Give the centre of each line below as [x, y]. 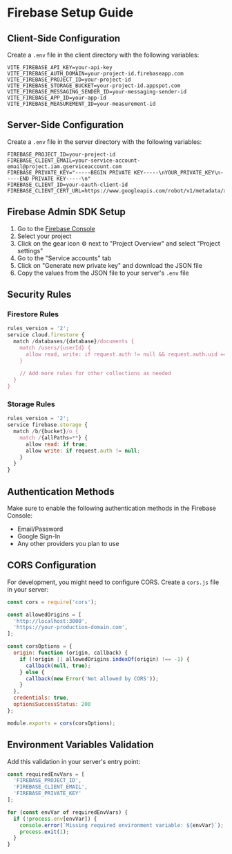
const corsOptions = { [40, 646]
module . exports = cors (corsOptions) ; [61, 723]
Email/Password [40, 529]
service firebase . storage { [48, 425]
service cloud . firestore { [46, 335]
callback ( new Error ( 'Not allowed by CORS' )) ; [92, 679]
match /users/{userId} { [55, 347]
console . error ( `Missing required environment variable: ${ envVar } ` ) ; [122, 825]
